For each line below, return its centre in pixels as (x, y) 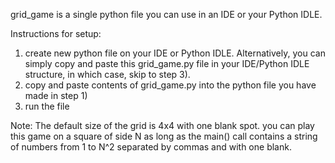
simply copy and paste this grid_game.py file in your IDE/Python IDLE (167, 63)
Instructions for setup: (56, 33)
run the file (47, 106)
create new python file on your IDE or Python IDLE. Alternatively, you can (175, 53)
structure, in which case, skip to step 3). (107, 74)
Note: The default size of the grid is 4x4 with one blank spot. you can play (162, 125)
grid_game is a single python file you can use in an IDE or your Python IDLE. (166, 14)
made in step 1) (56, 95)
